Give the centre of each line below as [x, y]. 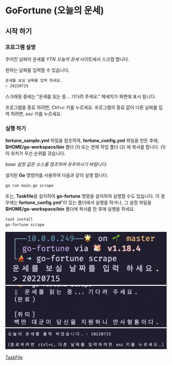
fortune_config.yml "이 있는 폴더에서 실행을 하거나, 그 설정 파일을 [85, 202]
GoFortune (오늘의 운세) [55, 11]
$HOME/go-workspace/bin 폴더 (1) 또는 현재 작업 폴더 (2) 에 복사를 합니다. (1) [85, 147]
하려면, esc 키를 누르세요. [36, 114]
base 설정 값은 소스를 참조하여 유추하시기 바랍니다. [56, 164]
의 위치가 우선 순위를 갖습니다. [35, 153]
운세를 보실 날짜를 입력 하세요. [34, 80]
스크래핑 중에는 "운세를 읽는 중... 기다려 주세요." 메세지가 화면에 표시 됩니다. [81, 96]
